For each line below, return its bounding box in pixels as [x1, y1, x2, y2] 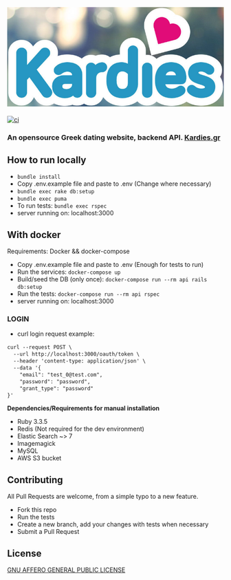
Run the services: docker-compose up [16, 268, 121, 276]
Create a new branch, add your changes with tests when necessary [16, 520, 209, 528]
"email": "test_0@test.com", [19, 372, 103, 378]
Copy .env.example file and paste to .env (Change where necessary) [16, 180, 212, 188]
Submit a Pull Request [16, 528, 80, 536]
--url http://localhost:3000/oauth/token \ [13, 351, 140, 358]
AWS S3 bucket [16, 454, 62, 462]
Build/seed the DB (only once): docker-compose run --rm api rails [16, 275, 208, 283]
